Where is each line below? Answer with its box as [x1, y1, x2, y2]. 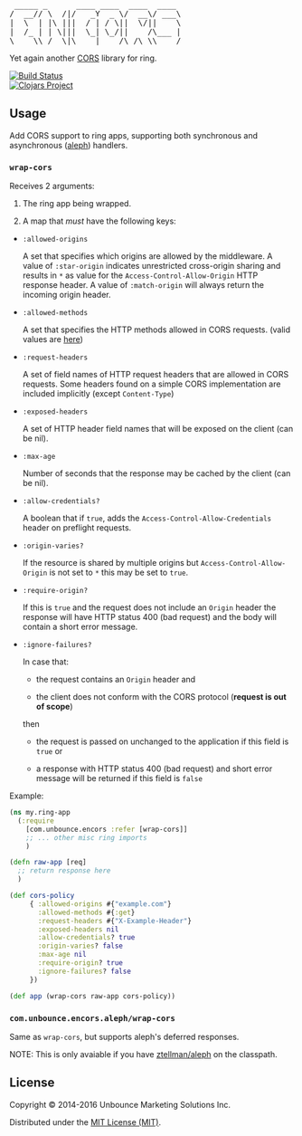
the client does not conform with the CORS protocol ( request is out [35, 692, 287, 702]
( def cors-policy [9, 892, 75, 901]
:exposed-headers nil [37, 924, 119, 934]
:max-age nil [37, 950, 88, 959]
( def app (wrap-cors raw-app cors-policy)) [9, 991, 176, 1000]
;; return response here [17, 866, 111, 875]
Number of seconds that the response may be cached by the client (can [22, 468, 291, 479]
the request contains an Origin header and [35, 674, 196, 685]
